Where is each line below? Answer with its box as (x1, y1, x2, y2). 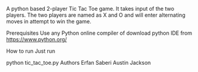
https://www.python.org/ (6, 36, 67, 43)
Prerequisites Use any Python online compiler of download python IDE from (6, 29, 193, 37)
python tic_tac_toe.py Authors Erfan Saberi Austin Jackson (6, 59, 151, 66)
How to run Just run (6, 47, 56, 55)
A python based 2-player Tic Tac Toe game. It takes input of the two (6, 5, 175, 12)
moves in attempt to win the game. (6, 18, 92, 25)
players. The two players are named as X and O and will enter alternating (6, 11, 185, 19)
